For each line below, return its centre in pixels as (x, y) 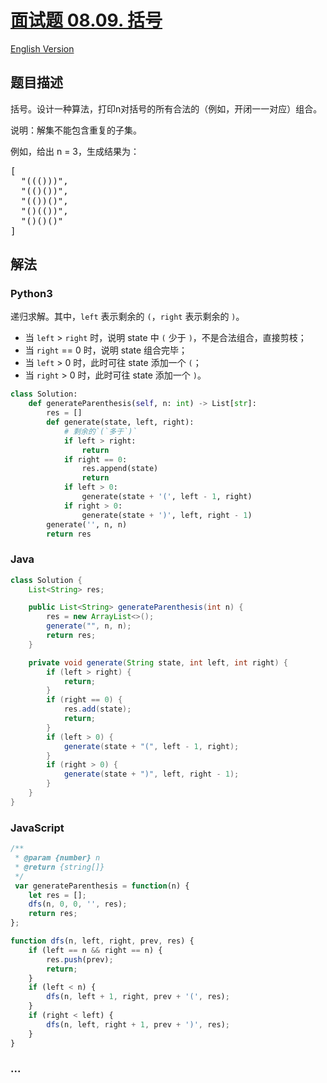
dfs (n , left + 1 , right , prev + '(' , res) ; (138, 997)
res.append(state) (120, 469)
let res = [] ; (57, 895)
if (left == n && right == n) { (95, 950)
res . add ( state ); (97, 709)
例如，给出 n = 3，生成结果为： (75, 151)
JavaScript (37, 828)
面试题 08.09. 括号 (86, 20)
